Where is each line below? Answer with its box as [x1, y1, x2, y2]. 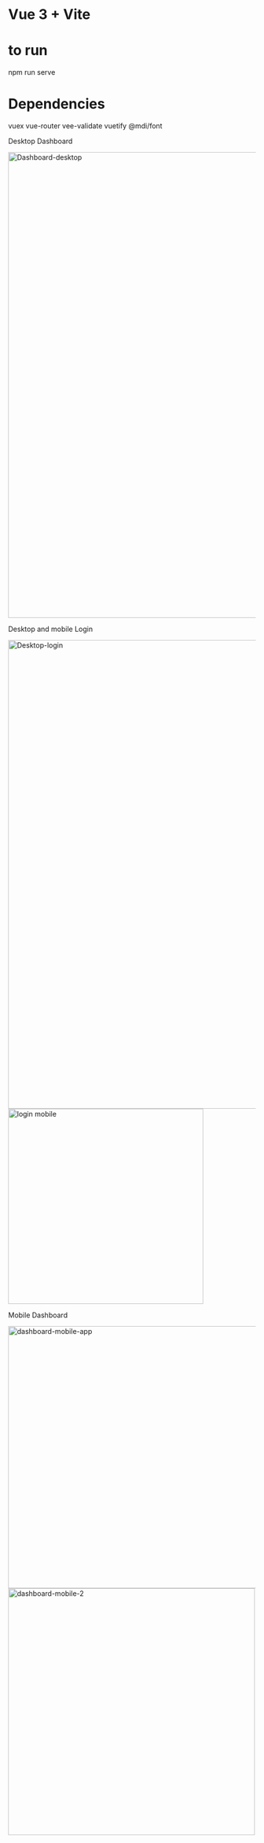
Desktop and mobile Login [8, 624, 93, 634]
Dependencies [8, 95, 105, 113]
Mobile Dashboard [8, 1310, 68, 1320]
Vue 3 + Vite [8, 6, 91, 24]
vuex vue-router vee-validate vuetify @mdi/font [8, 121, 163, 131]
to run [8, 42, 49, 60]
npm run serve [8, 68, 56, 77]
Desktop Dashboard [8, 136, 73, 146]
